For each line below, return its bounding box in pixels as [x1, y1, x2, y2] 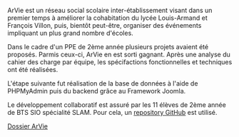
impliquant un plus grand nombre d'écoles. [7, 29, 133, 37]
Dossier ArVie [7, 122, 49, 131]
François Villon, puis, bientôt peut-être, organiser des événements [7, 21, 202, 29]
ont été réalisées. [7, 66, 59, 73]
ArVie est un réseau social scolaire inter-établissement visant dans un [7, 6, 213, 14]
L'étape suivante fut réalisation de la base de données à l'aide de [7, 79, 198, 88]
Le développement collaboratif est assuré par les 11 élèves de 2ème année [7, 101, 226, 109]
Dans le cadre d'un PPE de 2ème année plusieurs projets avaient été [7, 43, 209, 51]
